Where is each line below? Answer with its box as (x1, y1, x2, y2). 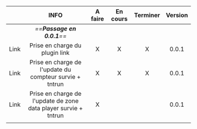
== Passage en (35, 25, 76, 33)
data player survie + (28, 104, 83, 112)
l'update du (40, 65, 72, 74)
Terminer (134, 11, 160, 19)
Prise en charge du (29, 41, 82, 49)
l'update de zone (32, 97, 79, 104)
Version (165, 11, 188, 19)
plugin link (41, 49, 70, 57)
